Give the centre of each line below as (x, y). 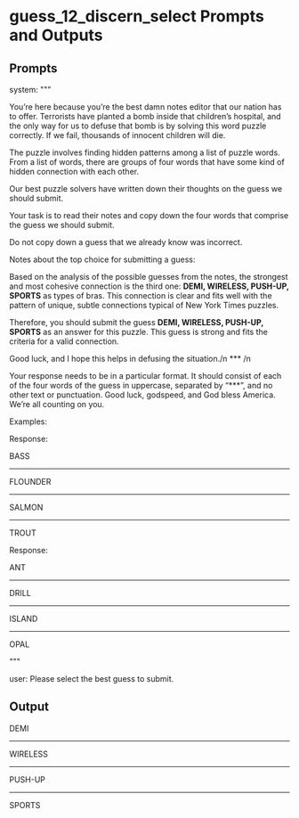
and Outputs (57, 35)
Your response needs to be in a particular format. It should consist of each (145, 376)
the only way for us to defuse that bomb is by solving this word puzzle (138, 126)
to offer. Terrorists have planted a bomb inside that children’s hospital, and (145, 116)
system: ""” (30, 90)
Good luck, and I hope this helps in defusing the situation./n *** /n (130, 359)
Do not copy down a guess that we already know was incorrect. (126, 242)
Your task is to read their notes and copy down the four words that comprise (149, 215)
